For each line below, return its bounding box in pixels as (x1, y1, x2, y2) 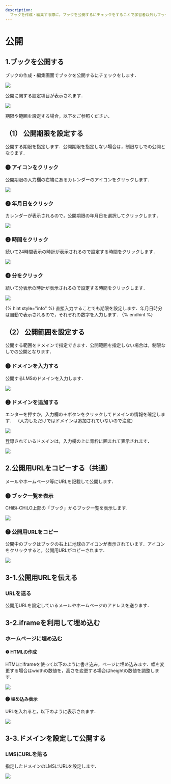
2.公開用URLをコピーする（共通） (5, 464, 112, 473)
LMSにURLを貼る (5, 751, 48, 758)
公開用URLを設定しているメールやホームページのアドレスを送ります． (5, 602, 152, 608)
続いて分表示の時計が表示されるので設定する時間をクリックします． (5, 285, 148, 291)
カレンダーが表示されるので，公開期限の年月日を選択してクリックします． (5, 212, 161, 219)
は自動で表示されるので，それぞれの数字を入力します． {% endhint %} (5, 311, 153, 317)
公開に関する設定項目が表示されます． (5, 92, 85, 98)
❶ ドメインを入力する (5, 363, 59, 370)
